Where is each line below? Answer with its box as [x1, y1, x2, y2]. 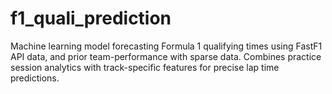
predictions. [10, 72, 60, 84]
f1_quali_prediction [10, 7, 172, 30]
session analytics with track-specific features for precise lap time [10, 61, 280, 73]
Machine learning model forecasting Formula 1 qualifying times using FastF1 [10, 40, 323, 52]
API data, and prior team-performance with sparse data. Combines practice [10, 50, 322, 62]
